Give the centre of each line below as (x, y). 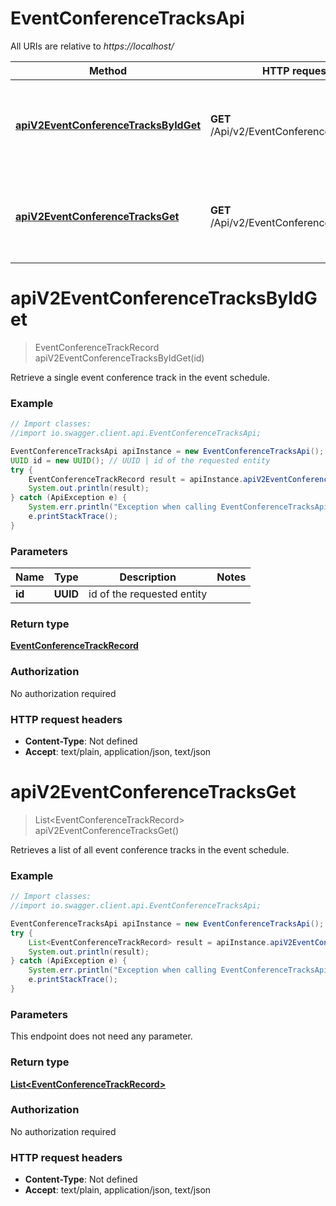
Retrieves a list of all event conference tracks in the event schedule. (150, 849)
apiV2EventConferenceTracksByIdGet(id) (119, 358)
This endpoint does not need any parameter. (101, 1036)
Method (108, 70)
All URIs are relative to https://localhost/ (92, 46)
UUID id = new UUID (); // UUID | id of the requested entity (140, 460)
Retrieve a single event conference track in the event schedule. (140, 377)
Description (148, 577)
